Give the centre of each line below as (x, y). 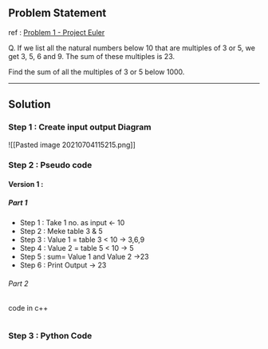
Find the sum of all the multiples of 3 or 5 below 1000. (97, 72)
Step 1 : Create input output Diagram (80, 127)
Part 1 (18, 202)
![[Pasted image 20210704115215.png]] (72, 145)
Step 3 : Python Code (50, 336)
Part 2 (19, 284)
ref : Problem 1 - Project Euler (57, 32)
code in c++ (28, 308)
